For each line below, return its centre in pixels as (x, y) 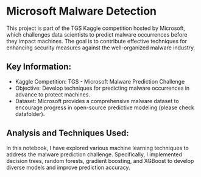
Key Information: (39, 67)
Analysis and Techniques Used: (68, 133)
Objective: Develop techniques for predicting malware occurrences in (102, 88)
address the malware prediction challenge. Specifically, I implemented (94, 154)
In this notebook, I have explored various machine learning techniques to (97, 148)
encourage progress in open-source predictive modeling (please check (105, 107)
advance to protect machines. (52, 94)
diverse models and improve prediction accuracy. (68, 167)
